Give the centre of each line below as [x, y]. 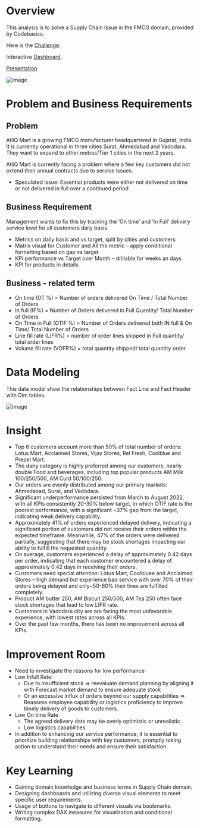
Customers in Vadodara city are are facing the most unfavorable [93, 611]
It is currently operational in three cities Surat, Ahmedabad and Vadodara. [96, 146]
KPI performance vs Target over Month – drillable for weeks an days [98, 258]
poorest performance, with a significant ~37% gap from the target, [96, 510]
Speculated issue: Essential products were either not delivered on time [101, 182]
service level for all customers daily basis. [57, 228]
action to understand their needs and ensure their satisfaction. [91, 747]
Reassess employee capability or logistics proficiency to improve [103, 702]
